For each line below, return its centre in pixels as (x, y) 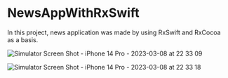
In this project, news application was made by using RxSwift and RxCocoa (114, 32)
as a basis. (23, 39)
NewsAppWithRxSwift (73, 13)
